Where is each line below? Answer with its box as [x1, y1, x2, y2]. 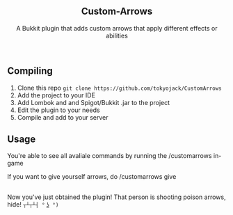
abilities [105, 31, 129, 40]
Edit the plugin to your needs [17, 106, 100, 114]
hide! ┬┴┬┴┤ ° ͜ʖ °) [7, 200, 59, 208]
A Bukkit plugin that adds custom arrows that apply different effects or [16, 24, 218, 32]
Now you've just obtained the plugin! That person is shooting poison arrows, [7, 193, 226, 201]
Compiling [7, 65, 54, 77]
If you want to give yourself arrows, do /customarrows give [7, 173, 177, 181]
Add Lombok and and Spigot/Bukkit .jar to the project [17, 98, 170, 106]
